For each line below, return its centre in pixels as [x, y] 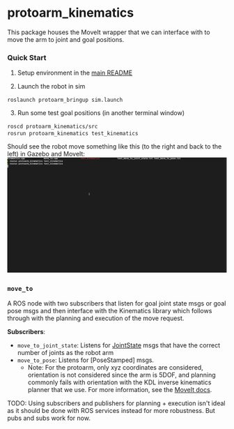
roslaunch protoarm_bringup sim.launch [65, 100]
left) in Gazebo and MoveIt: [46, 154]
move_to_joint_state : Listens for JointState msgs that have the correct [119, 345]
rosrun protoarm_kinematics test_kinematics [73, 134]
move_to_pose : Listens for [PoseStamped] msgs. [86, 360]
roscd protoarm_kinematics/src [53, 127]
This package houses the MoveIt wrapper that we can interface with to [109, 32]
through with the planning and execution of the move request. [96, 318]
